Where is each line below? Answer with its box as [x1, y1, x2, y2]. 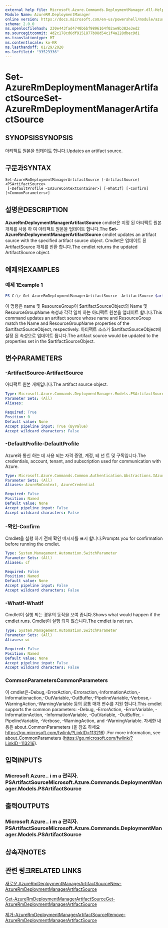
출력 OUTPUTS [5, 802, 49, 810]
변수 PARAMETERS [5, 354, 62, 363]
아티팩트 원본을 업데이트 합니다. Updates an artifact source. [5, 148, 123, 154]
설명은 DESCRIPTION [5, 205, 68, 214]
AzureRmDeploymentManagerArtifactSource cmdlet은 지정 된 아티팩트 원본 [5, 219, 162, 226]
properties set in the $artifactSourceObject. [5, 338, 95, 344]
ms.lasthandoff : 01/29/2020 [5, 45, 64, 50]
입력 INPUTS [5, 756, 42, 764]
